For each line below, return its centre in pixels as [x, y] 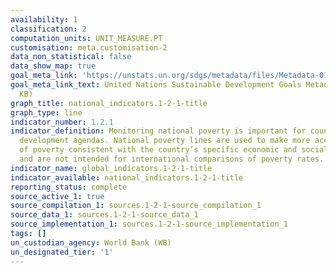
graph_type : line [46, 112]
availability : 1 [44, 19]
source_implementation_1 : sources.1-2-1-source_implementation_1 [149, 224]
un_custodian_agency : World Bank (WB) [91, 242]
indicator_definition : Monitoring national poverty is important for [158, 131]
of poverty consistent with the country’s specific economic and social [174, 150]
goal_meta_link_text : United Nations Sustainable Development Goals [156, 85]
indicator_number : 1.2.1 [62, 122]
